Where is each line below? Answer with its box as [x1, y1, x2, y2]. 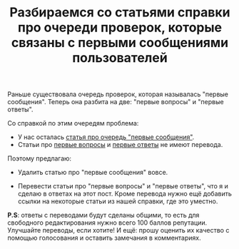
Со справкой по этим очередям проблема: [7, 119, 139, 128]
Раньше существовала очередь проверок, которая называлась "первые [7, 90, 229, 98]
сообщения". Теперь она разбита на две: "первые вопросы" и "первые [7, 98, 224, 106]
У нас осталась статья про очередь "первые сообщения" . [17, 133, 195, 141]
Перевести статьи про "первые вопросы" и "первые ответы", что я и [17, 182, 228, 190]
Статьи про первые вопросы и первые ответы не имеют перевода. [17, 141, 223, 149]
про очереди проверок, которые [17, 19, 223, 36]
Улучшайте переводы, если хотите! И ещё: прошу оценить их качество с [7, 226, 230, 235]
